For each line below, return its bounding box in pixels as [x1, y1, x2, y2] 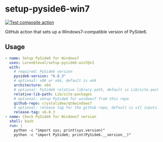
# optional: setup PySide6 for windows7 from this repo [14, 96, 130, 101]
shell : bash [9, 119, 34, 124]
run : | [9, 123, 23, 128]
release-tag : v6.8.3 [14, 110, 55, 115]
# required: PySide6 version [14, 69, 73, 74]
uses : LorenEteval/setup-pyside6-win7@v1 [9, 60, 95, 65]
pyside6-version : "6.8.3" [14, 74, 66, 79]
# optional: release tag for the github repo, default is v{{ [14, 105, 142, 110]
